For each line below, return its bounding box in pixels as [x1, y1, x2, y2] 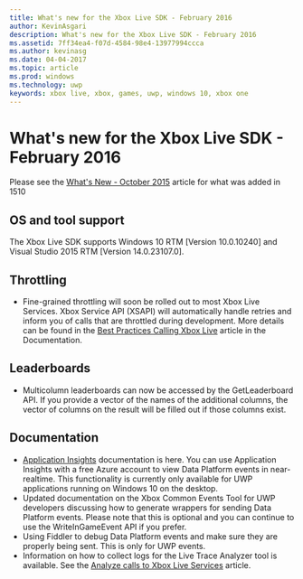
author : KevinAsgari [9, 22, 88, 31]
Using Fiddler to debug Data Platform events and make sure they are [22, 530, 279, 542]
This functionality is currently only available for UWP [57, 473, 253, 484]
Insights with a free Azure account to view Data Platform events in [22, 463, 269, 474]
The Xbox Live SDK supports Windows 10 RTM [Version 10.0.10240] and [9, 237, 278, 247]
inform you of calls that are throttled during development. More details [22, 315, 285, 326]
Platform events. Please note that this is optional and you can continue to [22, 511, 295, 522]
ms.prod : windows [9, 72, 75, 81]
